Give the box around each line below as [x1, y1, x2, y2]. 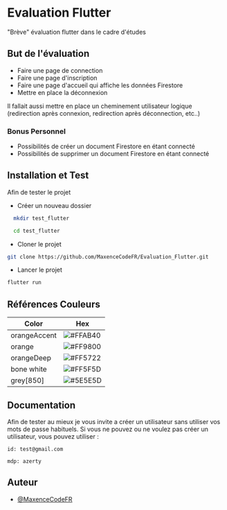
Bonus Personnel [7, 126, 66, 136]
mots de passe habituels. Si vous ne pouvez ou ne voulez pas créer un [7, 425, 209, 433]
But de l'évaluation [7, 48, 90, 60]
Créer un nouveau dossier [17, 201, 92, 209]
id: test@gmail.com [7, 446, 64, 452]
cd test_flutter [13, 227, 60, 234]
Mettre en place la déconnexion [17, 88, 108, 96]
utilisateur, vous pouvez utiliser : [7, 432, 99, 441]
